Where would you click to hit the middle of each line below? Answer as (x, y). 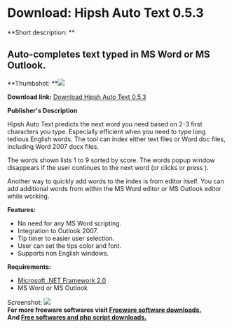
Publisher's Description (42, 110)
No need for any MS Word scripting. (69, 223)
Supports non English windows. (63, 253)
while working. (28, 196)
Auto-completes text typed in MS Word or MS (109, 54)
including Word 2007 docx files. (53, 146)
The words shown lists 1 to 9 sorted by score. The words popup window (111, 160)
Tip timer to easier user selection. (66, 238)
